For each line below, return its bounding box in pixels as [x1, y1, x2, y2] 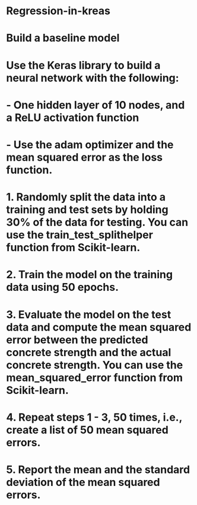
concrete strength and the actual [6, 345, 171, 359]
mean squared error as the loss [6, 150, 163, 164]
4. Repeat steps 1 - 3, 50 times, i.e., [6, 411, 183, 424]
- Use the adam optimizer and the [6, 138, 174, 151]
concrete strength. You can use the [6, 358, 183, 371]
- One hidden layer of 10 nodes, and [6, 98, 185, 112]
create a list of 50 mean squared [6, 423, 169, 437]
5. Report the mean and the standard [6, 463, 190, 476]
